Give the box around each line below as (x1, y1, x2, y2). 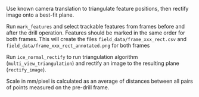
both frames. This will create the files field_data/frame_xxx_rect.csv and (6, 36, 186, 42)
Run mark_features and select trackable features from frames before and (6, 23, 185, 30)
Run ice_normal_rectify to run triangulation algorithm (6, 54, 138, 60)
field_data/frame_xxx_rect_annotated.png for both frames (6, 42, 150, 49)
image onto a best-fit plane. (6, 11, 74, 18)
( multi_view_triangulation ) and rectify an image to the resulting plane (6, 60, 180, 67)
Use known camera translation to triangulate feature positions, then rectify (6, 5, 189, 12)
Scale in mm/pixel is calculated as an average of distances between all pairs (6, 77, 194, 85)
